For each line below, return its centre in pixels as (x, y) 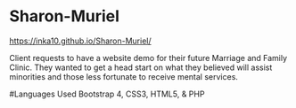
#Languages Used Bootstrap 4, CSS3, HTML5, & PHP (107, 94)
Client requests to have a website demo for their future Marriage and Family (148, 58)
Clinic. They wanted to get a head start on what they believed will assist (141, 67)
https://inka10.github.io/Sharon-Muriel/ (80, 41)
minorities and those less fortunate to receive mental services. (124, 76)
